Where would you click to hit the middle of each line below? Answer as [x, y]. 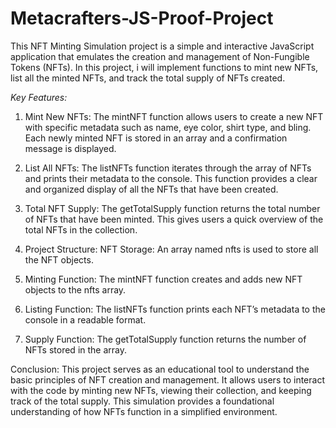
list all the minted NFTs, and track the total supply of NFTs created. [148, 78]
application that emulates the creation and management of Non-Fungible [160, 56]
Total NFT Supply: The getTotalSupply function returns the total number [172, 208]
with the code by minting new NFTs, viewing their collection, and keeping [161, 390]
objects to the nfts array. [75, 289]
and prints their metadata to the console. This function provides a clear [171, 178]
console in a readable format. [85, 319]
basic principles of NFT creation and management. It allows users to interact [167, 379]
